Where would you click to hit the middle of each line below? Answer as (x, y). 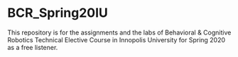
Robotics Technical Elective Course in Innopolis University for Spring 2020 (117, 39)
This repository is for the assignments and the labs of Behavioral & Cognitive (119, 32)
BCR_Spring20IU (58, 13)
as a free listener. (33, 47)
